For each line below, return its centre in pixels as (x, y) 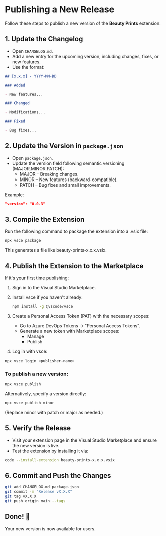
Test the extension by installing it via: (50, 451)
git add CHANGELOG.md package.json (42, 487)
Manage (36, 336)
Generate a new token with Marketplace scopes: (70, 331)
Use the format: (28, 67)
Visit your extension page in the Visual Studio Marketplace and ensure (85, 440)
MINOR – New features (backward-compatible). (69, 180)
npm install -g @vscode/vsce (43, 307)
